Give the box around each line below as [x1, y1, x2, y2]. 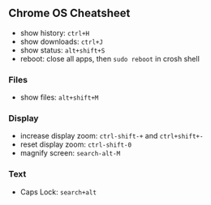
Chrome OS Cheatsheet [8, 6, 131, 20]
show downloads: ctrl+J [19, 36, 104, 46]
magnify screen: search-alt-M [19, 148, 121, 158]
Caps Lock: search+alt [19, 186, 97, 197]
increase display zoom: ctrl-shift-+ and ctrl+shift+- [19, 131, 204, 141]
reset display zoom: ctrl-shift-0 [19, 139, 132, 149]
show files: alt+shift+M [19, 92, 99, 102]
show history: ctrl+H [19, 28, 90, 37]
